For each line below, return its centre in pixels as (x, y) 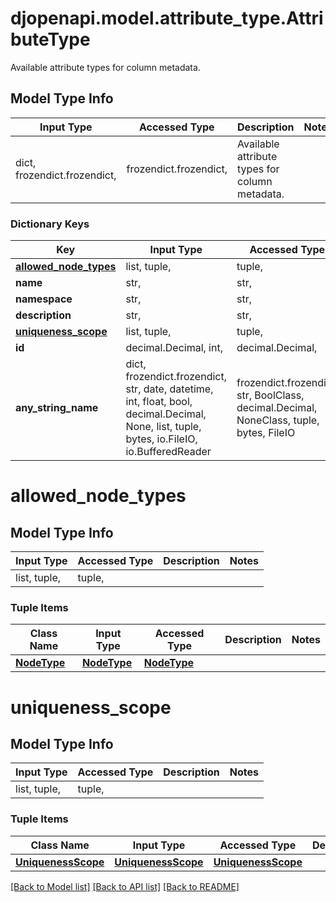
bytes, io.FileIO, (161, 439)
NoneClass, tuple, (278, 420)
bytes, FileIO (266, 433)
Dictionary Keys (50, 224)
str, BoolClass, (270, 395)
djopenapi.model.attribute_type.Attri (167, 18)
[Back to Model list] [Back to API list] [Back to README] (125, 886)
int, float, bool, (159, 402)
